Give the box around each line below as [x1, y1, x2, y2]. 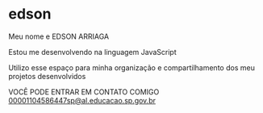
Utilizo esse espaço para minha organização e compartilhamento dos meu [8, 62, 256, 73]
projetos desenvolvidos [8, 71, 86, 81]
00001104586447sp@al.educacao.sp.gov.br [8, 95, 156, 105]
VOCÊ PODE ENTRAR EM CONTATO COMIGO [8, 86, 160, 97]
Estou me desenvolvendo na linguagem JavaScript [8, 47, 177, 56]
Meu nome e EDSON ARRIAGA [8, 31, 110, 41]
